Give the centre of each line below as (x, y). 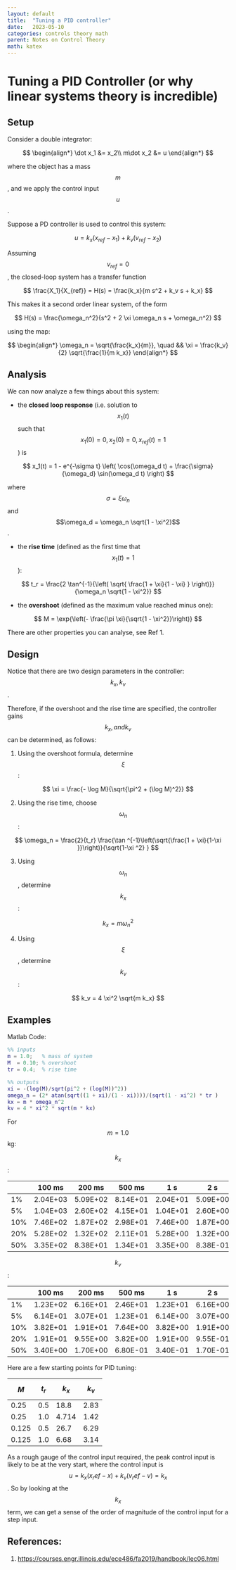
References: (34, 1541)
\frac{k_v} (214, 345)
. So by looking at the (38, 1488)
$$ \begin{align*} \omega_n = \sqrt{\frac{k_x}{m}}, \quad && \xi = (103, 345)
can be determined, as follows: (52, 740)
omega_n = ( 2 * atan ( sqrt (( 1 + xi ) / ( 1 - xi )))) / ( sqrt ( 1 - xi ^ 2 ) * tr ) (113, 1095)
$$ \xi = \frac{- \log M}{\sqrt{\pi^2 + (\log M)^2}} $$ (118, 789)
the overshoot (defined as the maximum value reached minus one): (115, 605)
